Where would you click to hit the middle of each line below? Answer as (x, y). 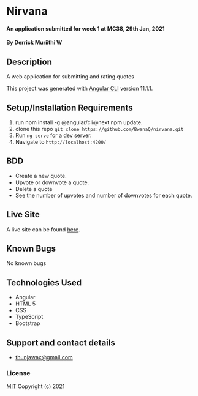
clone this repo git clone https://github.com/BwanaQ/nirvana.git (99, 129)
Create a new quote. (41, 176)
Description (29, 62)
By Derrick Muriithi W (34, 43)
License (18, 373)
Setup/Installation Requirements (70, 107)
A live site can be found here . (44, 229)
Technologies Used (44, 282)
